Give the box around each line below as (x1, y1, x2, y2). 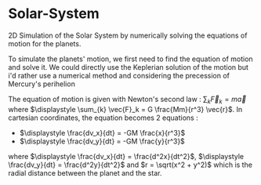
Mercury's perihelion (8, 79, 76, 89)
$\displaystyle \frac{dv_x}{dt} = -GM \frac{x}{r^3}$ (19, 128, 186, 137)
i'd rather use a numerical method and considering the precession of (8, 71, 230, 80)
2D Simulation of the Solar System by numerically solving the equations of (8, 31, 248, 40)
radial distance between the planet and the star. (8, 168, 162, 177)
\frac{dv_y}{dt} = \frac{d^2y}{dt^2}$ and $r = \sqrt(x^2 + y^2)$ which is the (8, 160, 253, 169)
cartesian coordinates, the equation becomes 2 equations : (8, 113, 198, 122)
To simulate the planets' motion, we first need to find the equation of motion (8, 54, 253, 63)
